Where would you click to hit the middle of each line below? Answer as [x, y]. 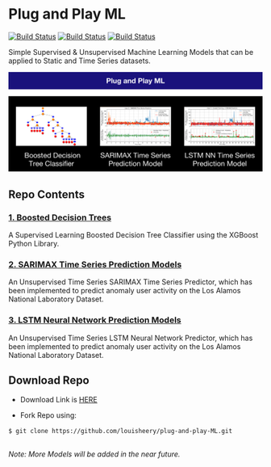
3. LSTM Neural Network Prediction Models [95, 320]
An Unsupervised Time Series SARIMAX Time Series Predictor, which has [130, 282]
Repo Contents [46, 194]
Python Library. [34, 243]
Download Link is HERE [59, 400]
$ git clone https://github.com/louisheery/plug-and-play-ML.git [120, 431]
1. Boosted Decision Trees [60, 217]
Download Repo [49, 380]
